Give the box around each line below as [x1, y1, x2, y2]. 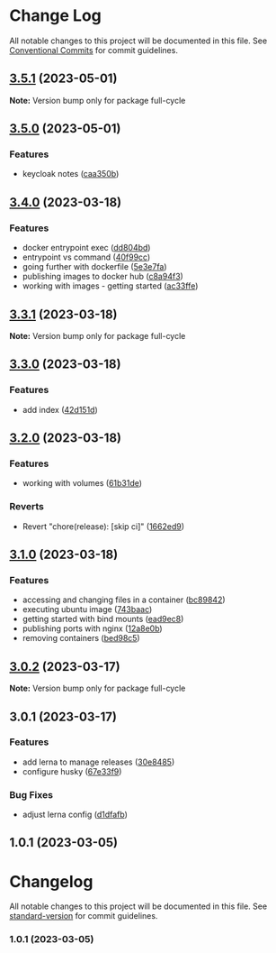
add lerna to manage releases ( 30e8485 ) [22, 756, 175, 767]
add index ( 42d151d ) [22, 404, 99, 415]
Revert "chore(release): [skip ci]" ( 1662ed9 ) [22, 520, 185, 532]
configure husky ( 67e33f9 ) [22, 765, 122, 776]
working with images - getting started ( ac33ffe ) [22, 280, 199, 291]
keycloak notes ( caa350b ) [22, 169, 120, 179]
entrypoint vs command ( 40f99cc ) [22, 252, 151, 262]
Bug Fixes [9, 788, 54, 801]
